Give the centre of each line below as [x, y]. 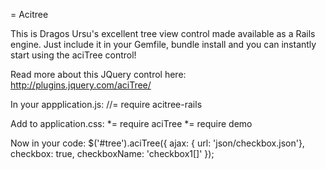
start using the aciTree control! [73, 55]
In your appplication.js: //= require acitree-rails [106, 104]
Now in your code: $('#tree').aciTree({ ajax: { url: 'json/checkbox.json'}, [157, 143]
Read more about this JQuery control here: [98, 74]
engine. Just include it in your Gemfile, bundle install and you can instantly [163, 44]
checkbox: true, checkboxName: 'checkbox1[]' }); [112, 153]
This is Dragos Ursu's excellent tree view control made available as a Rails [163, 33]
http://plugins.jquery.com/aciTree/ [81, 85]
